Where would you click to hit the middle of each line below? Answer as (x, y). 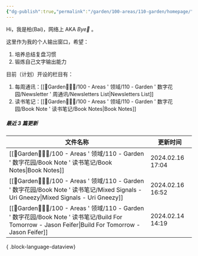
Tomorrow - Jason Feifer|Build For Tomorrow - (75, 225)
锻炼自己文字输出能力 (40, 61)
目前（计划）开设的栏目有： (40, 74)
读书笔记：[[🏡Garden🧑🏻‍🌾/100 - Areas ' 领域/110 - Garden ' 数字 (91, 101)
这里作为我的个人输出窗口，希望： (47, 41)
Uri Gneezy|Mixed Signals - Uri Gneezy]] (66, 197)
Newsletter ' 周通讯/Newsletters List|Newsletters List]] (88, 94)
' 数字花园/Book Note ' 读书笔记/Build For (66, 217)
